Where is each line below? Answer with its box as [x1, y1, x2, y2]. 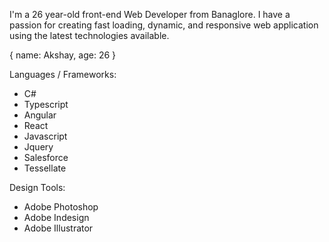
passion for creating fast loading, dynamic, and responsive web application [9, 19, 319, 31]
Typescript [23, 99, 69, 110]
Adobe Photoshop [23, 201, 99, 213]
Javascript [23, 130, 68, 142]
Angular [23, 109, 57, 121]
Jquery [23, 141, 54, 153]
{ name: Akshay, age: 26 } [9, 49, 117, 61]
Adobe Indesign [23, 212, 90, 223]
